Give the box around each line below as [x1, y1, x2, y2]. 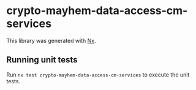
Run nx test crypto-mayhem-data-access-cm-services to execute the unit [6, 71, 190, 78]
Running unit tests [6, 54, 78, 65]
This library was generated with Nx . [6, 37, 96, 44]
